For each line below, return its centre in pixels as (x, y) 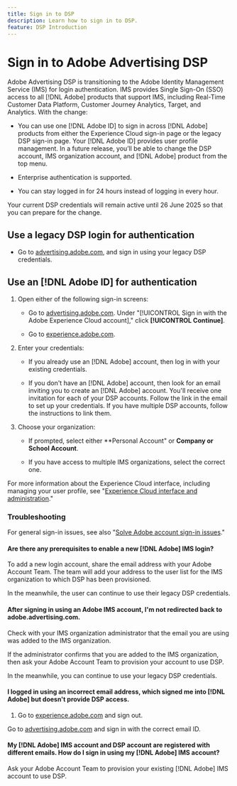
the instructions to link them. (70, 413)
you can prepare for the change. (55, 212)
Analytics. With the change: (48, 112)
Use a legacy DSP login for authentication (101, 235)
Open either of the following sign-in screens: (83, 298)
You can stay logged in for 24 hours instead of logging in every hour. (118, 191)
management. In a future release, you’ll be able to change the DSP (114, 149)
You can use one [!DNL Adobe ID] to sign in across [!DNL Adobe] (112, 126)
